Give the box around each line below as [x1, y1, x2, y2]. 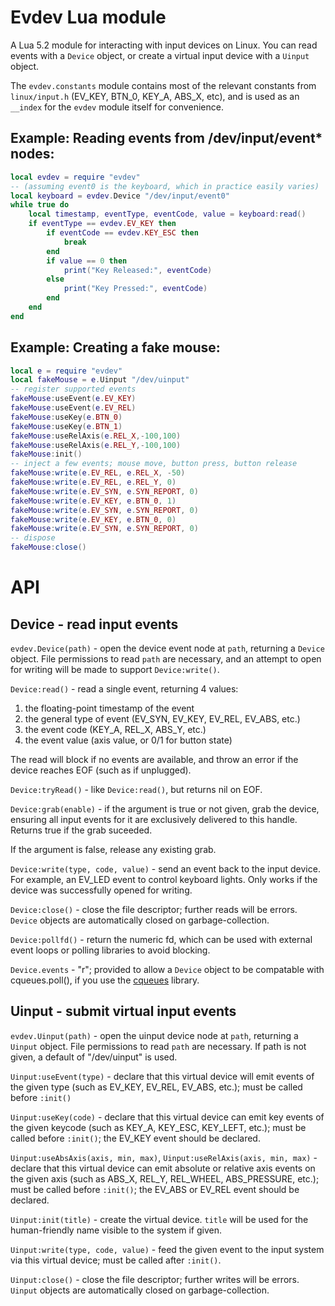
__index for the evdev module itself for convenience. [10, 101, 224, 113]
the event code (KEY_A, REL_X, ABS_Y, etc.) [24, 724, 207, 736]
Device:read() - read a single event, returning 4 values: [10, 683, 239, 695]
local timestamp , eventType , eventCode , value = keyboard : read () [28, 209, 307, 220]
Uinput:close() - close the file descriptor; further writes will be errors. [10, 1273, 300, 1285]
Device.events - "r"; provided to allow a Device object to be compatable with [10, 964, 325, 976]
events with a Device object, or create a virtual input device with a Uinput [10, 49, 310, 61]
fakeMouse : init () [10, 449, 83, 460]
